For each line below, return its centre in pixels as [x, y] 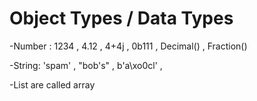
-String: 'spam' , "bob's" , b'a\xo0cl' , [86, 65]
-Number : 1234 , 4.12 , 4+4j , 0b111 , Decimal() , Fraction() [128, 46]
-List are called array [52, 84]
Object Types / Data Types [121, 18]
